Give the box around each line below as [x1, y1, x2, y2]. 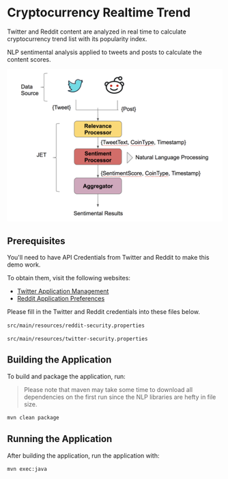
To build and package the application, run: [7, 372, 126, 380]
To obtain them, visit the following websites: [7, 274, 131, 282]
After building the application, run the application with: [7, 451, 160, 460]
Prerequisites [7, 235, 66, 247]
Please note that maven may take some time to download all [23, 385, 193, 393]
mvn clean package [7, 414, 59, 421]
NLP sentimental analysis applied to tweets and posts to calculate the [7, 48, 203, 56]
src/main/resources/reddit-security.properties [7, 322, 145, 330]
